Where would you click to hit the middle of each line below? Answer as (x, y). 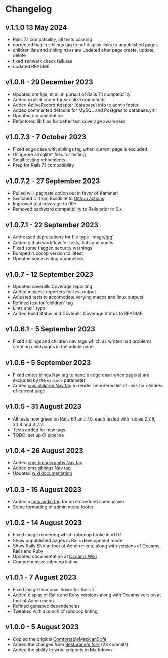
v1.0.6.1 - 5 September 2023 (50, 329)
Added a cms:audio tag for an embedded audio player (68, 502)
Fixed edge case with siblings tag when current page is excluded (80, 149)
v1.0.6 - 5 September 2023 (48, 363)
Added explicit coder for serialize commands (59, 99)
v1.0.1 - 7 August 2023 (41, 578)
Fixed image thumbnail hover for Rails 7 (53, 589)
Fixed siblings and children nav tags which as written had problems (82, 341)
